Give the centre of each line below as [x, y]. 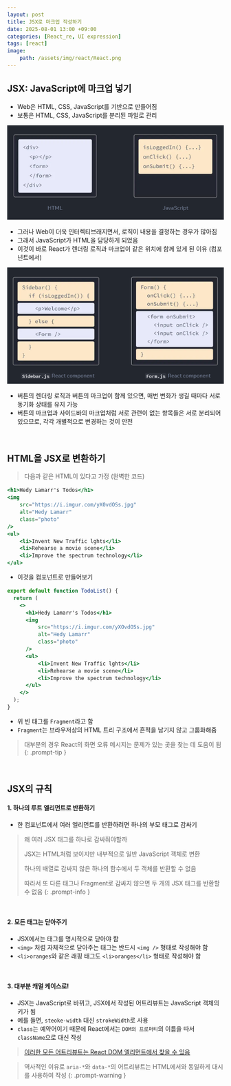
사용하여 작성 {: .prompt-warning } [79, 1075]
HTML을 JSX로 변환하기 [56, 459]
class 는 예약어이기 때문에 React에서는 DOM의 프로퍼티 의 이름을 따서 [106, 1028]
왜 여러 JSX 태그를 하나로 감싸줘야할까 [76, 839]
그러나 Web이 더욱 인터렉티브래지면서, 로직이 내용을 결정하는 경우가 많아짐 [117, 232]
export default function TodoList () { [63, 591]
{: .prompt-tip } [45, 752]
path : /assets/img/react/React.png [70, 59]
